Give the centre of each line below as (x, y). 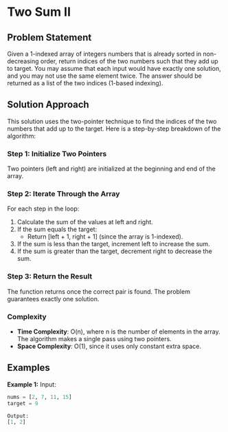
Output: (18, 416)
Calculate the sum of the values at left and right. (85, 222)
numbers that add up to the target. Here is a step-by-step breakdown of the (114, 129)
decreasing (23, 61)
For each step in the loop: (43, 209)
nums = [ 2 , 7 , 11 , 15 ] (39, 397)
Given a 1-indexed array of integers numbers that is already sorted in (104, 54)
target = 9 (23, 403)
